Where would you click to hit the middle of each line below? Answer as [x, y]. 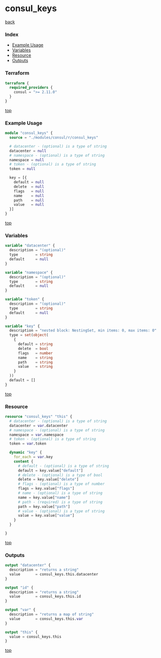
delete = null [29, 187]
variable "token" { [25, 299]
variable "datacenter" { [30, 246]
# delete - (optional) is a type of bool [60, 475]
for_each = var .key [33, 457]
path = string [35, 362]
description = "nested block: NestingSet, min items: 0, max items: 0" [83, 330]
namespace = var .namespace [37, 435]
